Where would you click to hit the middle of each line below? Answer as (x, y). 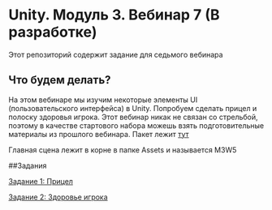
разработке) (53, 32)
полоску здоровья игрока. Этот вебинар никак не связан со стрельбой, (133, 117)
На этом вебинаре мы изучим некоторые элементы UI (103, 100)
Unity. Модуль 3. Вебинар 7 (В (114, 15)
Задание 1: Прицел (41, 181)
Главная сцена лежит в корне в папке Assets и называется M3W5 (123, 150)
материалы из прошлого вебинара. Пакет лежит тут (99, 134)
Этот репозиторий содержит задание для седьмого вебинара (116, 54)
